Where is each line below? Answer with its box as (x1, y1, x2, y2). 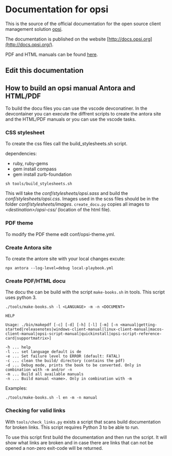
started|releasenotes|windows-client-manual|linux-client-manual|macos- (5, 327, 164, 332)
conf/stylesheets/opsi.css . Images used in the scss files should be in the (5, 196, 159, 202)
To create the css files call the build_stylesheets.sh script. (5, 141, 127, 147)
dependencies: (5, 150, 37, 157)
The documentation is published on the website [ (5, 36, 109, 42)
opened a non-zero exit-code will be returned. (5, 445, 103, 451)
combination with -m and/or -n (5, 367, 72, 372)
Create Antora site (5, 244, 52, 251)
